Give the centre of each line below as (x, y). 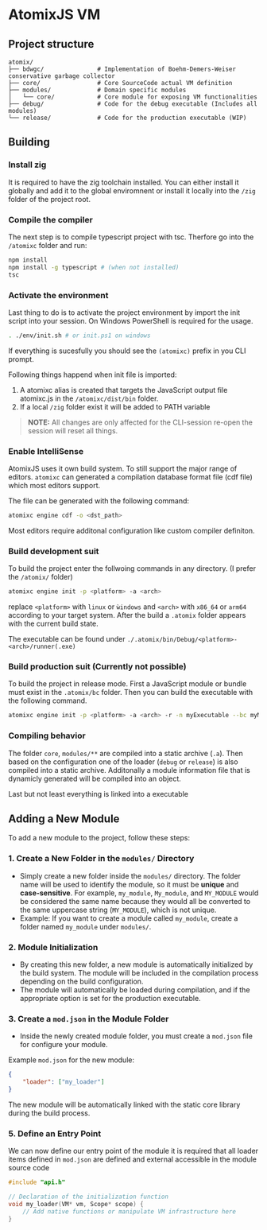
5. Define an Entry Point (55, 1133)
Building (29, 142)
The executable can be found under (67, 639)
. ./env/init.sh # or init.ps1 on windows (79, 336)
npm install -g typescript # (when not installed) (94, 267)
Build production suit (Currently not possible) (97, 667)
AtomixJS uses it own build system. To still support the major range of (123, 469)
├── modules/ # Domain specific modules (97, 90)
